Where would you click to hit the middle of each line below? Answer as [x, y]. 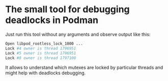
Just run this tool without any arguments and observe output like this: [78, 34]
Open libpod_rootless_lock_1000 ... [44, 44]
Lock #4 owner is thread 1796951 [41, 48]
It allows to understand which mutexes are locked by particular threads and [84, 68]
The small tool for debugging [67, 9]
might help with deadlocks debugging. [46, 73]
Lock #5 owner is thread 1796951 [41, 53]
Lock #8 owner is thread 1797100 [41, 58]
